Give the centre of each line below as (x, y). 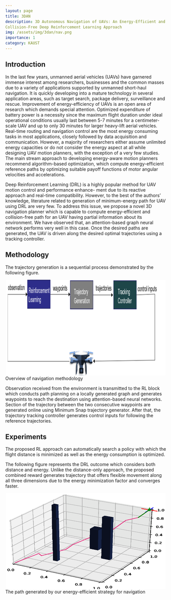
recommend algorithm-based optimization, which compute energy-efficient (85, 164)
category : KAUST (22, 43)
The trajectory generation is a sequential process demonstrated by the (80, 267)
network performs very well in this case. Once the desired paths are (77, 228)
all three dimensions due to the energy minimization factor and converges (83, 481)
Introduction (26, 65)
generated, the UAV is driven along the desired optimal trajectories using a (84, 233)
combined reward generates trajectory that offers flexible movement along (84, 475)
